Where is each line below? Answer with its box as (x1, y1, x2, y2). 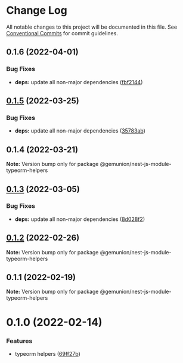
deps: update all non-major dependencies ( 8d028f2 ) (14, 216, 145, 223)
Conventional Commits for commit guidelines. (6, 29, 118, 36)
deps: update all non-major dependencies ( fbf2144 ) (14, 78, 143, 85)
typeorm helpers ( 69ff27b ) (14, 350, 80, 357)
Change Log (6, 4, 67, 17)
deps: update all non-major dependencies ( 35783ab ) (14, 127, 146, 134)
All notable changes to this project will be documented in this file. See (6, 23, 178, 30)
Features (6, 337, 33, 345)
